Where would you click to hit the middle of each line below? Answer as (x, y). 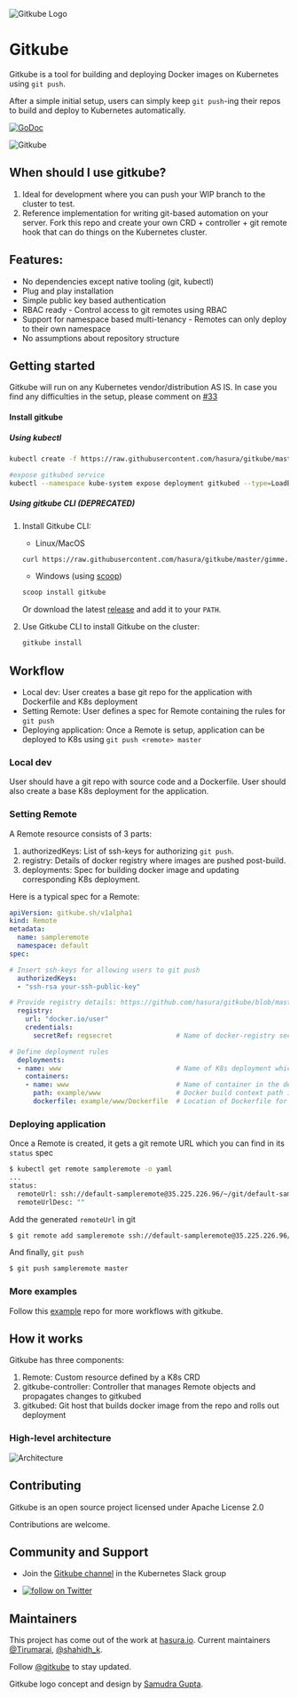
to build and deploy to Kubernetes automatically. (98, 110)
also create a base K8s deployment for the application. (109, 791)
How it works (46, 1339)
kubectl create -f (43, 459)
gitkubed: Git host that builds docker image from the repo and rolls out (150, 1406)
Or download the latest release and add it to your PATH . (122, 610)
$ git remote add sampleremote (67, 1236)
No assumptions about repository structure (101, 338)
